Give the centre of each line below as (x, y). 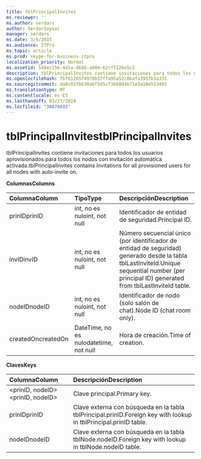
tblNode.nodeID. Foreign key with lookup (130, 440)
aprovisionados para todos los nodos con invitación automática (84, 159)
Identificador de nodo (150, 296)
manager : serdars (28, 34)
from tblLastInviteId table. (155, 286)
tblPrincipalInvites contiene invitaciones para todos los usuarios (85, 153)
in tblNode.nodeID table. (107, 447)
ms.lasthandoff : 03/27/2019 (41, 101)
